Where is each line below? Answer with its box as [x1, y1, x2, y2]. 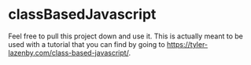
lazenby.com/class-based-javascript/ [8, 48, 129, 57]
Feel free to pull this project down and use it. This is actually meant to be [8, 31, 244, 41]
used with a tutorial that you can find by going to [8, 39, 165, 49]
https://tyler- [166, 39, 209, 49]
